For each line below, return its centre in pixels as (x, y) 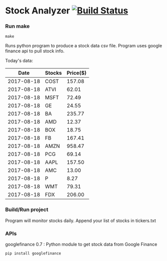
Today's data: (19, 61)
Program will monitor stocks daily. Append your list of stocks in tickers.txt (81, 220)
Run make (17, 26)
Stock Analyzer (38, 11)
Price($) (77, 73)
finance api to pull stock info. (35, 51)
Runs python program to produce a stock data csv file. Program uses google (84, 46)
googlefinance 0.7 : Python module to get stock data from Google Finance (81, 245)
